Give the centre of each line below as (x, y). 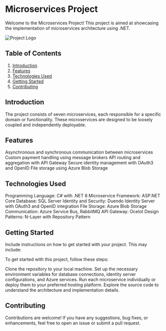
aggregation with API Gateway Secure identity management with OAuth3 (79, 163)
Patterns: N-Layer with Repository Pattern (48, 217)
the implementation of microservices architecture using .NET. (68, 28)
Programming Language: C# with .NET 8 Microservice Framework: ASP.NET (83, 196)
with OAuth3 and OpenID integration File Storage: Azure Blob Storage (76, 206)
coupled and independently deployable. (46, 125)
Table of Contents (33, 53)
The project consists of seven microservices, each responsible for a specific (83, 114)
